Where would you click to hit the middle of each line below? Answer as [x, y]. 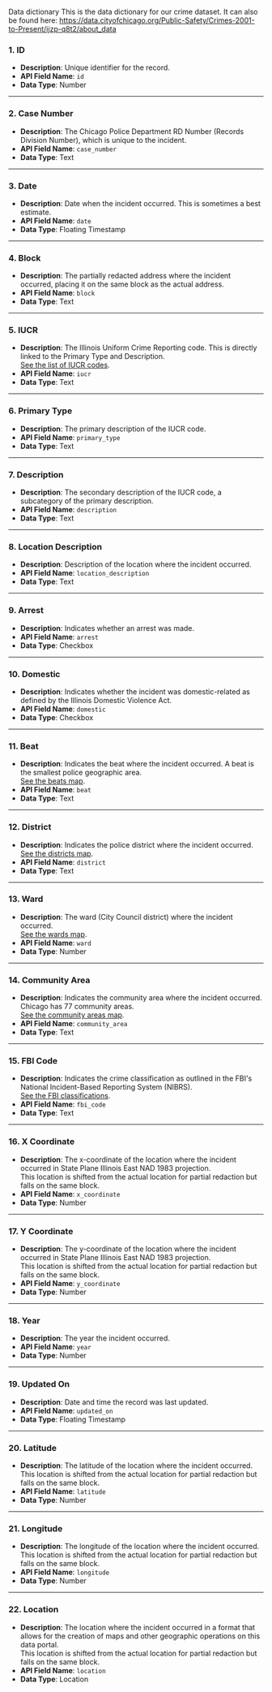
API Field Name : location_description [85, 573]
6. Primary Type [40, 411]
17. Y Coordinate [41, 1231]
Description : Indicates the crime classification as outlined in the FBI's [136, 1078]
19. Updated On [39, 1384]
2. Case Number [41, 114]
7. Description [36, 474]
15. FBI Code [33, 1061]
